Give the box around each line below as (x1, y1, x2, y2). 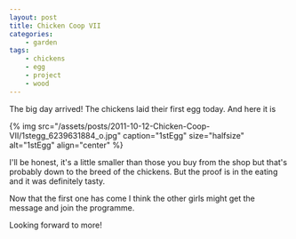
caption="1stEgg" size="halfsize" (123, 130, 244, 140)
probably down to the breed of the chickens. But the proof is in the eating (9, 166, 278, 177)
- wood (25, 79, 50, 88)
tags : (9, 46, 29, 55)
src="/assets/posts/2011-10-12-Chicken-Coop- (37, 121, 211, 131)
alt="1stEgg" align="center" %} (9, 139, 124, 150)
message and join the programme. (9, 202, 135, 213)
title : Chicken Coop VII (9, 21, 101, 30)
